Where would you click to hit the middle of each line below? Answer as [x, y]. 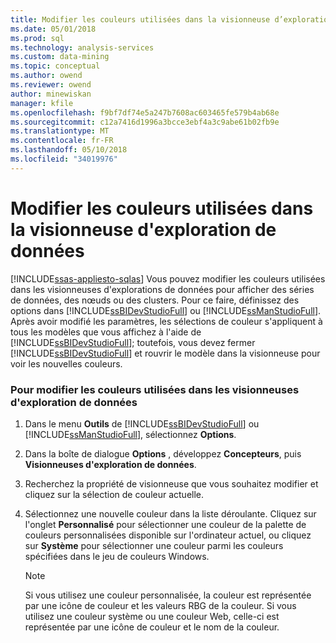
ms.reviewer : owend [51, 85]
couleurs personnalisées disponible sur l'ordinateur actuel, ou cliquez [168, 535]
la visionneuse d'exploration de [143, 229]
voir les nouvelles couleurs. [66, 363]
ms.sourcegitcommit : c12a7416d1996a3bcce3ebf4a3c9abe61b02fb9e [145, 122]
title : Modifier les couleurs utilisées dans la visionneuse [140, 19]
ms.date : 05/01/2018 [53, 29]
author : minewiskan [51, 94]
